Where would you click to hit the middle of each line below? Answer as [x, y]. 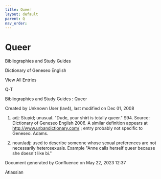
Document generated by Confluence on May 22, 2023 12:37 [66, 163]
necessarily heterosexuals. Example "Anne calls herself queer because [84, 148]
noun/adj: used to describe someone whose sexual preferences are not [84, 143]
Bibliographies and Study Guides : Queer [46, 99]
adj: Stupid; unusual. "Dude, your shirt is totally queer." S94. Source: [81, 118]
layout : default [22, 14]
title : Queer [18, 10]
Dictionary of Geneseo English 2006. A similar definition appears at [80, 123]
